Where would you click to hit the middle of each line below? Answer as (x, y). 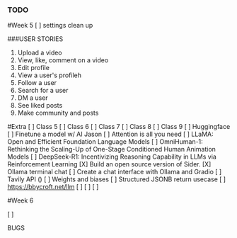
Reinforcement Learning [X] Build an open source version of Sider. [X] (109, 164)
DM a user (33, 98)
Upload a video (40, 53)
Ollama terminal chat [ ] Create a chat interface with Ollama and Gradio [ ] (115, 172)
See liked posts (40, 106)
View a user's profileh (49, 75)
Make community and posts (58, 113)
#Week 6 (21, 200)
